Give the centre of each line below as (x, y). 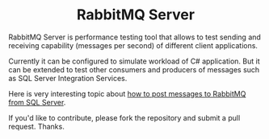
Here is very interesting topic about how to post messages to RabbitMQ (127, 93)
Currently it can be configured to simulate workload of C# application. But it (134, 61)
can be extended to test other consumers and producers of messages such (134, 69)
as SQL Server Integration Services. (68, 78)
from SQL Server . (37, 102)
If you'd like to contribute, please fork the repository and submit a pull (124, 117)
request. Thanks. (36, 126)
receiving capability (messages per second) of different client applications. (133, 45)
